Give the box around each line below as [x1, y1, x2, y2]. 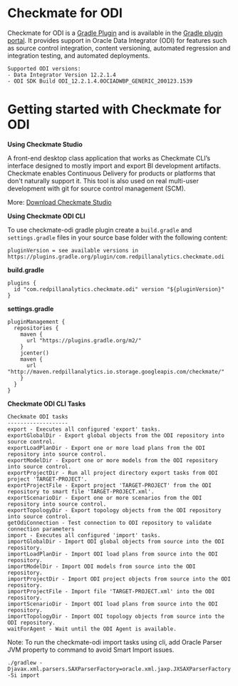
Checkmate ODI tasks [7, 413, 69, 420]
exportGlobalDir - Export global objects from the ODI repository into [7, 431, 224, 439]
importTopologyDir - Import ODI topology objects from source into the [7, 613, 224, 620]
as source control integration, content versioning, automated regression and [7, 43, 231, 52]
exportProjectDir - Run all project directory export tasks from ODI [7, 469, 219, 476]
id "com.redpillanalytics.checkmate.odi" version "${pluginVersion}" [14, 285, 224, 293]
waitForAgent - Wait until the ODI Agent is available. [7, 625, 177, 633]
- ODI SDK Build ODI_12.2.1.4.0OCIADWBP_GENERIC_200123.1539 [7, 77, 193, 85]
